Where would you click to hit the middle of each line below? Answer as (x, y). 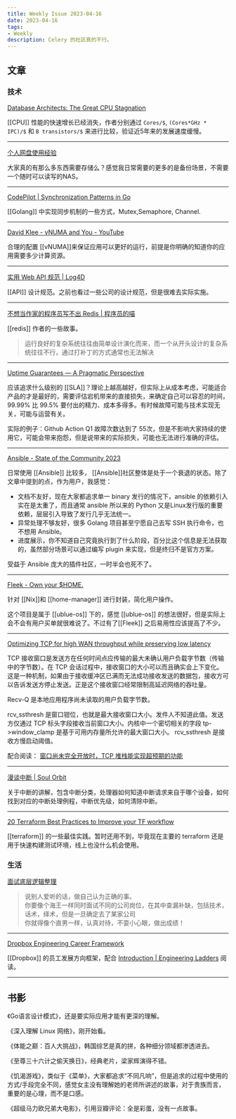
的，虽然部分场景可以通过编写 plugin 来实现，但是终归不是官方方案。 (117, 549)
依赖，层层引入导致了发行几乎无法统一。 (76, 513)
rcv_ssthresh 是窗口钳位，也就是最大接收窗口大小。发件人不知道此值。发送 (116, 714)
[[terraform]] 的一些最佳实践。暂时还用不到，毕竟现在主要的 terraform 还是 (116, 836)
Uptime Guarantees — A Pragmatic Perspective (76, 373)
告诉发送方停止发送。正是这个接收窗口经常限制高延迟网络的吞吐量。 (112, 684)
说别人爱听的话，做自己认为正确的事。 (80, 897)
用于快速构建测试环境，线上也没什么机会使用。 (75, 845)
